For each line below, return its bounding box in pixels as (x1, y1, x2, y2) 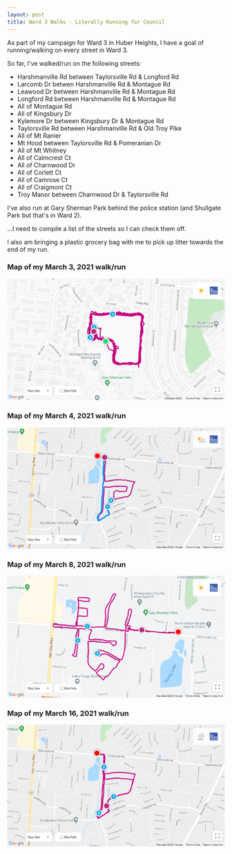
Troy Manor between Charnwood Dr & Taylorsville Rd (17, 190, 169, 199)
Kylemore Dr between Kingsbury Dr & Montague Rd (17, 116, 164, 125)
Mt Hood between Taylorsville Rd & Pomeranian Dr (17, 138, 162, 147)
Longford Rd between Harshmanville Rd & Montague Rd (17, 94, 176, 103)
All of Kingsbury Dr (17, 109, 72, 118)
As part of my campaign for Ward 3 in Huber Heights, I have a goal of (7, 38, 204, 46)
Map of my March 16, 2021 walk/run (7, 708, 129, 718)
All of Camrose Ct (17, 175, 68, 183)
